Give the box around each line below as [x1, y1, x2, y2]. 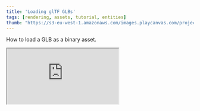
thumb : [6, 20, 23, 26]
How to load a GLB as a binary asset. [6, 36, 97, 43]
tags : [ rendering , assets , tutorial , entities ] [6, 14, 127, 20]
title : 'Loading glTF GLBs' [6, 8, 76, 15]
